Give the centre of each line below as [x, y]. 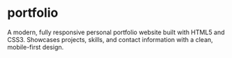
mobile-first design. [36, 47]
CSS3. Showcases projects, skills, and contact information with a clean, [110, 39]
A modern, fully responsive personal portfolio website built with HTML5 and [116, 32]
